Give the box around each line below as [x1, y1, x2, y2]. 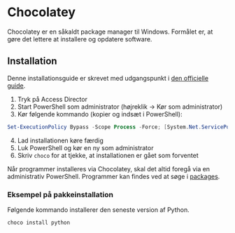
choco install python [7, 219, 71, 226]
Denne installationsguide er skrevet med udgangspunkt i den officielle [7, 74, 208, 82]
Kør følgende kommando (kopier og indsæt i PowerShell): [17, 109, 183, 118]
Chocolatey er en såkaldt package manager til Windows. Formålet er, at [7, 27, 213, 36]
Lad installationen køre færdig [17, 136, 104, 145]
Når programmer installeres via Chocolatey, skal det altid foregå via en [7, 164, 211, 173]
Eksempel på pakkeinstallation [7, 189, 114, 199]
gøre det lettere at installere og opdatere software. [7, 34, 152, 43]
